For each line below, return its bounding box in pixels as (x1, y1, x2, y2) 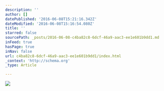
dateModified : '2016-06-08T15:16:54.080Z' (5, 21, 95, 26)
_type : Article (5, 63, 37, 68)
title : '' (5, 26, 26, 31)
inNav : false (5, 49, 32, 54)
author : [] (5, 12, 28, 17)
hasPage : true (5, 44, 35, 49)
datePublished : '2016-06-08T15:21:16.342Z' (5, 16, 97, 21)
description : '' (5, 7, 39, 12)
